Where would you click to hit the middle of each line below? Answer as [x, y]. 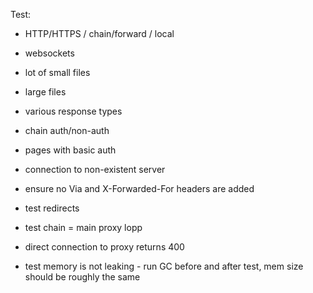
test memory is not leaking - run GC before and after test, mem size [164, 266]
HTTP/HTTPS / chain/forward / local [99, 33]
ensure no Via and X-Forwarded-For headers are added [139, 188]
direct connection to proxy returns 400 [104, 247]
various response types [73, 111]
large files [45, 92]
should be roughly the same [82, 277]
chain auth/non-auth [67, 130]
